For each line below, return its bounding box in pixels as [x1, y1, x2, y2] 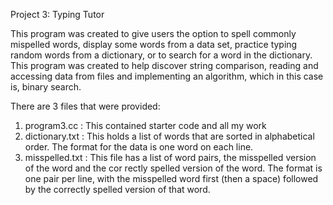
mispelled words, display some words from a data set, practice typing [10, 39, 298, 50]
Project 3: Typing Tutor [10, 9, 105, 20]
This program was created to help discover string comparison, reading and [10, 60, 319, 71]
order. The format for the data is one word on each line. [24, 141, 254, 153]
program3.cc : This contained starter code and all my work [24, 120, 267, 131]
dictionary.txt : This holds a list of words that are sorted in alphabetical [24, 130, 315, 142]
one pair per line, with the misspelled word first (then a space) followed [24, 173, 319, 184]
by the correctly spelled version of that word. [24, 184, 211, 195]
